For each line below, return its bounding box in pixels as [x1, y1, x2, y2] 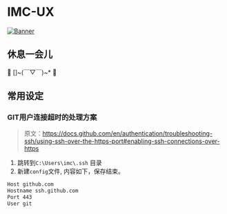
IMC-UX [7, 4, 55, 20]
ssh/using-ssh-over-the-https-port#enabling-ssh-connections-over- [23, 137, 221, 145]
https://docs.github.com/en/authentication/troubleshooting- [42, 129, 213, 138]
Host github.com [7, 181, 54, 188]
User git [7, 200, 32, 207]
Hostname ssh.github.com [7, 187, 79, 195]
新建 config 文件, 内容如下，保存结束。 [17, 167, 124, 175]
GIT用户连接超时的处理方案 [7, 113, 97, 122]
